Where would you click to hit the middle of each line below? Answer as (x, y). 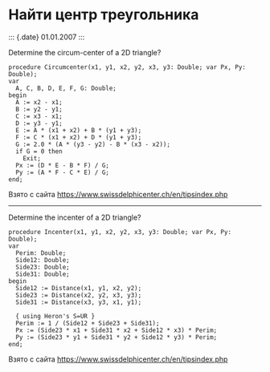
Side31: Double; (43, 274)
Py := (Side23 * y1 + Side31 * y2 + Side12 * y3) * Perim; (117, 337)
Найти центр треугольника (104, 15)
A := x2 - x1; (39, 102)
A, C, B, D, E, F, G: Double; (66, 88)
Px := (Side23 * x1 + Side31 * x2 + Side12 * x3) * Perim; (117, 330)
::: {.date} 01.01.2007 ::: (47, 37)
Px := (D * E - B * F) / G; (63, 165)
